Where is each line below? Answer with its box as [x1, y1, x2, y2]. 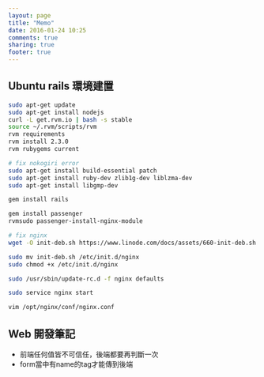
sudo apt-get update [8, 100, 77, 109]
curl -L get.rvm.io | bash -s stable [8, 115, 133, 123]
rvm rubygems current [8, 145, 80, 153]
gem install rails [8, 195, 69, 204]
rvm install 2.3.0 [8, 138, 69, 146]
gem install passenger [8, 210, 83, 218]
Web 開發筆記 [8, 327, 76, 341]
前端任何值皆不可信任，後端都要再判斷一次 [19, 349, 159, 359]
